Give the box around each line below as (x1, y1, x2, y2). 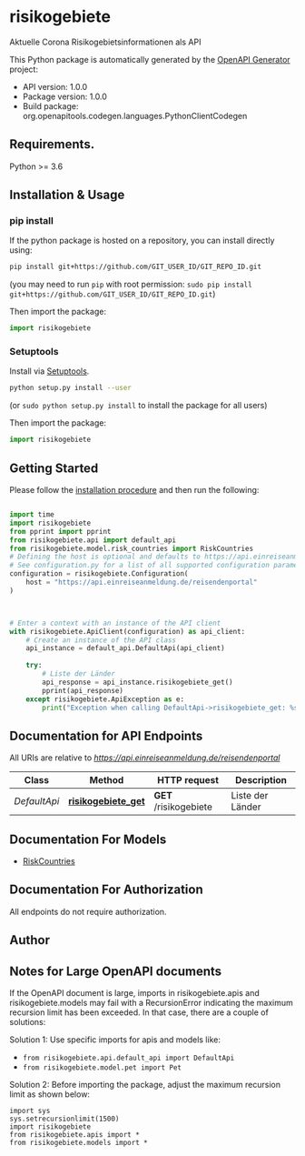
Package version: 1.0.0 (22, 91, 107, 102)
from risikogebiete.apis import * (9, 1131, 141, 1140)
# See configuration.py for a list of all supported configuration (9, 561, 271, 570)
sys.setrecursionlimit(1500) (9, 1114, 120, 1124)
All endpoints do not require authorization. (9, 906, 167, 917)
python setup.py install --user (9, 384, 132, 393)
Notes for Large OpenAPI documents (9, 963, 222, 979)
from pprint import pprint (9, 527, 112, 536)
